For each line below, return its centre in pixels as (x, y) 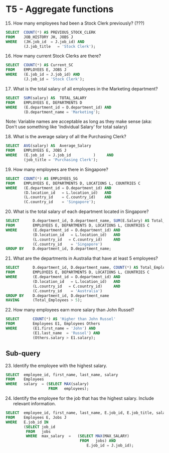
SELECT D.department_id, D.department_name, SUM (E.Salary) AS (78, 221)
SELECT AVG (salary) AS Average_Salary (49, 146)
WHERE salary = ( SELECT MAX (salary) (47, 384)
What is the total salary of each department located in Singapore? (81, 211)
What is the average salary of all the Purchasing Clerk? (70, 137)
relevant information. (34, 404)
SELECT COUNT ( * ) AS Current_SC (39, 65)
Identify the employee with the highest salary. (60, 366)
